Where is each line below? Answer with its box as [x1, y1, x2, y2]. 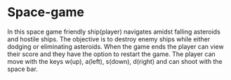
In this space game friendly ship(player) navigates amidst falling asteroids [7, 27, 221, 36]
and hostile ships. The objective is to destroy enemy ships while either [7, 34, 211, 43]
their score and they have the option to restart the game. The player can [7, 50, 216, 58]
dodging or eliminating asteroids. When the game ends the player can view [7, 42, 224, 51]
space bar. [7, 65, 39, 73]
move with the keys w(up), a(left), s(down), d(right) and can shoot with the [7, 57, 223, 65]
